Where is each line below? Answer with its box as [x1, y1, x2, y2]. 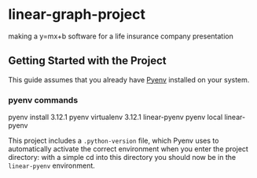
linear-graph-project [8, 5, 145, 24]
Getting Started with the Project [8, 54, 167, 67]
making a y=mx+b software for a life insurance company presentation [8, 31, 233, 41]
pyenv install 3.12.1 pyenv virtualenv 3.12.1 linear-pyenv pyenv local [8, 112, 223, 122]
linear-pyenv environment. [8, 161, 96, 170]
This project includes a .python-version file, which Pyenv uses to [8, 136, 219, 146]
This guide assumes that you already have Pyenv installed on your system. [8, 74, 250, 84]
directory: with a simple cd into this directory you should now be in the [8, 153, 237, 162]
